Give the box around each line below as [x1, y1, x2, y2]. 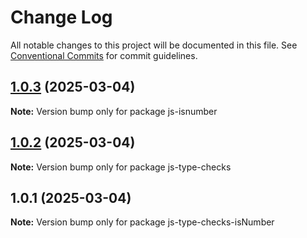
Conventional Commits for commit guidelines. [10, 49, 198, 61]
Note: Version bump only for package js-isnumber [10, 105, 218, 117]
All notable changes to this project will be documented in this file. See [10, 39, 298, 51]
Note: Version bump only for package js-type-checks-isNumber [10, 216, 275, 228]
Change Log [10, 6, 113, 29]
